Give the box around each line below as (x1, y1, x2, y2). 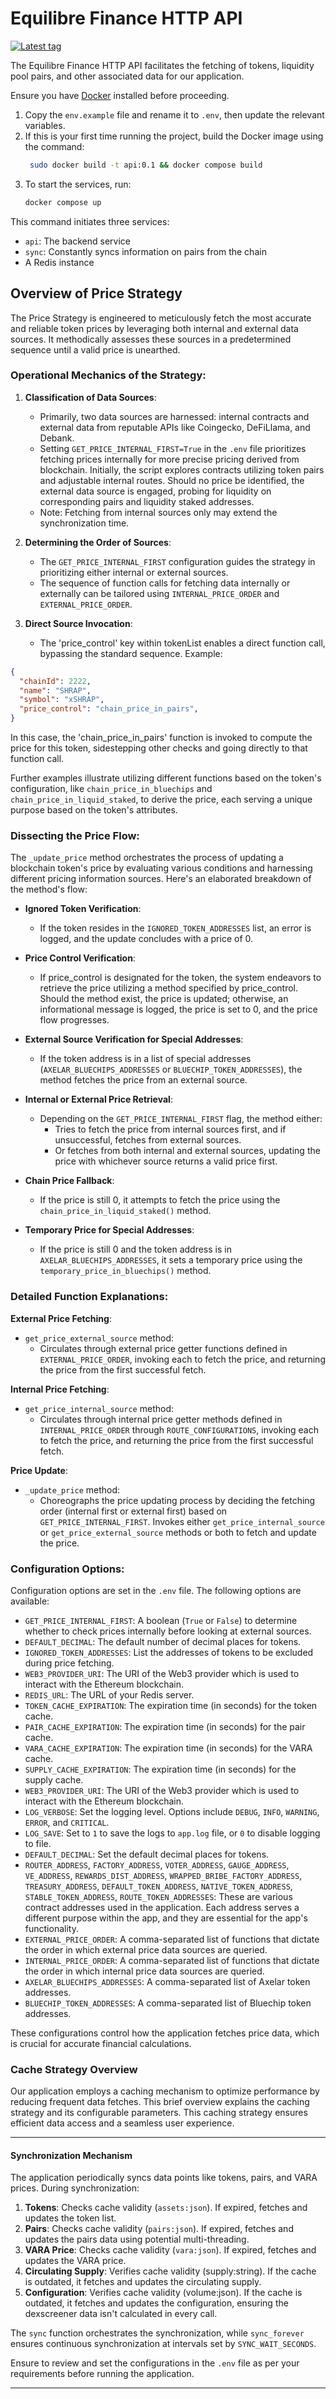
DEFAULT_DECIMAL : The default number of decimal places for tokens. (24, 1635, 302, 1647)
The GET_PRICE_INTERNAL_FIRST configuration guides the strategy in (39, 555, 316, 567)
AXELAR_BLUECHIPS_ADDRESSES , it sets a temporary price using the (39, 1254, 303, 1266)
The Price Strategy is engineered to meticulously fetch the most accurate (10, 312, 312, 324)
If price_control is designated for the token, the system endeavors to (39, 972, 322, 984)
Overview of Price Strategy (10, 285, 183, 302)
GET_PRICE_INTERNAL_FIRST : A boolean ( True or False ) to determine (24, 1614, 298, 1626)
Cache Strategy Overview (10, 2062, 138, 2076)
